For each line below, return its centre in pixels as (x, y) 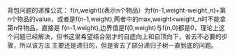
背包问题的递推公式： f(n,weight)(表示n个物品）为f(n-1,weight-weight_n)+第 (117, 10)
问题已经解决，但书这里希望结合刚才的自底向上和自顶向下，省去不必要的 (117, 36)
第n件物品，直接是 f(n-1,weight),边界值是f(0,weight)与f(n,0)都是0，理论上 (113, 28)
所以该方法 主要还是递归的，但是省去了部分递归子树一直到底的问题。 (118, 45)
